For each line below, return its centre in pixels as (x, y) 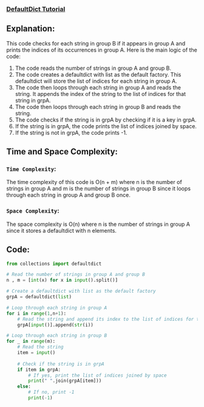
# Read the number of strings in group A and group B (76, 275)
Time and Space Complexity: (62, 152)
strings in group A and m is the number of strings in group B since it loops (99, 189)
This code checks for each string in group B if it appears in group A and (96, 43)
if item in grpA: (39, 369)
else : (24, 387)
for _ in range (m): (31, 341)
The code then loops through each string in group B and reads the (98, 107)
